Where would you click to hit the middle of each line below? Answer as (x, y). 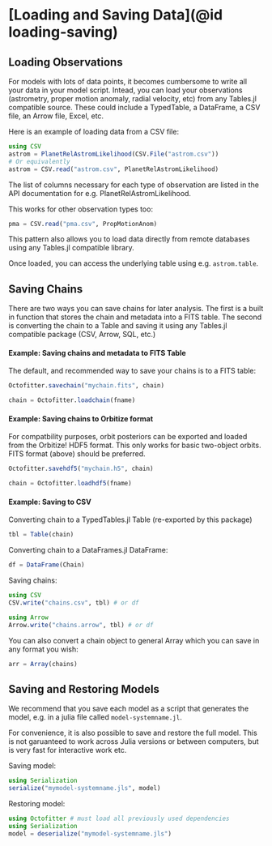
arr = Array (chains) (43, 664)
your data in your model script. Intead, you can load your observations (125, 90)
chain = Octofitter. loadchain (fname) (72, 400)
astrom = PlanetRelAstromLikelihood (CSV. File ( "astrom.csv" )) (114, 154)
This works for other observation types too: (81, 209)
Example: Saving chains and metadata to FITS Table (97, 352)
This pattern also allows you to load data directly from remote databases (129, 239)
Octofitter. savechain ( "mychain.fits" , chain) (86, 386)
